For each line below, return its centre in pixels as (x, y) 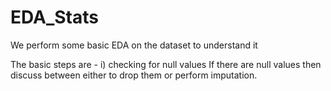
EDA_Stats (54, 17)
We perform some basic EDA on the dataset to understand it (134, 45)
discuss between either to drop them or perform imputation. (134, 75)
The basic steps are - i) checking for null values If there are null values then (166, 64)
